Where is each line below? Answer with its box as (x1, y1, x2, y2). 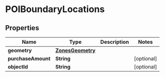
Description (100, 39, 130, 45)
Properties (5, 24, 39, 32)
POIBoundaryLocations (5, 4, 105, 15)
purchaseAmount (8, 55, 50, 62)
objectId (8, 63, 28, 70)
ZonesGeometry (55, 47, 96, 54)
